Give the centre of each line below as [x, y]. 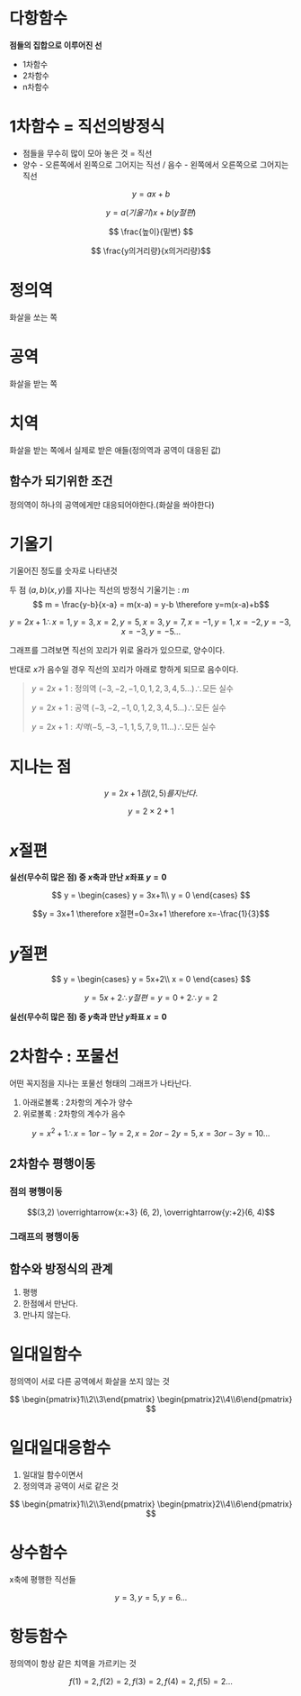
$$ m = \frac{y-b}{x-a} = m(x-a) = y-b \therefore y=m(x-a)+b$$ [151, 605]
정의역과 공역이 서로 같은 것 [71, 1486]
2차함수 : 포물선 [64, 1057]
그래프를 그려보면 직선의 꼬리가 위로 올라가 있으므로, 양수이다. [117, 651]
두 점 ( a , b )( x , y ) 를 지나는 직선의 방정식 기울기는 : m [99, 590]
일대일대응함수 [60, 1448]
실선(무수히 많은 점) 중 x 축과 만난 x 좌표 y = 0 [88, 877]
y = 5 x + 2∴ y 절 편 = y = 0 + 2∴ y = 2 [151, 998]
